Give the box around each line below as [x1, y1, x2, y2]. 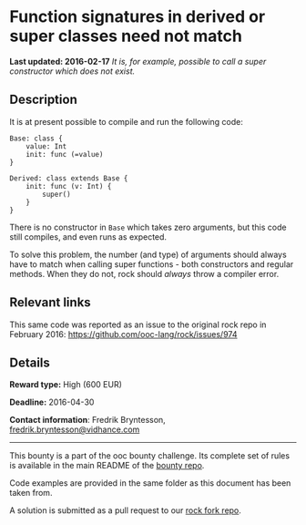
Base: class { [9, 134, 64, 143]
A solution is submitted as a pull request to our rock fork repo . [9, 505, 241, 516]
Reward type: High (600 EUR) [9, 379, 123, 390]
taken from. [9, 488, 53, 499]
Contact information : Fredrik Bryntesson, [9, 415, 166, 426]
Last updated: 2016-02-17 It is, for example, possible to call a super [9, 56, 267, 67]
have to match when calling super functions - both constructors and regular [9, 258, 294, 270]
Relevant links [9, 294, 91, 311]
